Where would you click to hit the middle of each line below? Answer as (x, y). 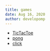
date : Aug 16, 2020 (25, 14)
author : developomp (25, 19)
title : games (19, 10)
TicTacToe (23, 33)
